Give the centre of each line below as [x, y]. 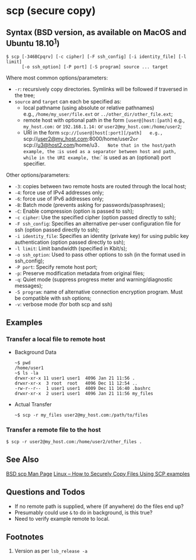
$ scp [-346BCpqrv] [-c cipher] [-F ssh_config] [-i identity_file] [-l [96, 57]
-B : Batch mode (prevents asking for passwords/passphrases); [90, 205]
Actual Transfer [33, 404]
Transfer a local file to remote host [56, 339]
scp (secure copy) [51, 11]
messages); [29, 286]
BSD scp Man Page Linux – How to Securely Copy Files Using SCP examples [98, 473]
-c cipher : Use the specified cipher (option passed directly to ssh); [95, 217]
